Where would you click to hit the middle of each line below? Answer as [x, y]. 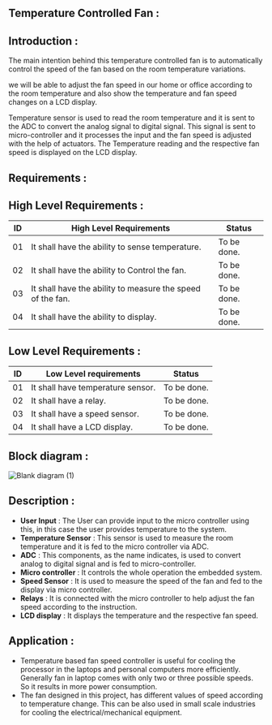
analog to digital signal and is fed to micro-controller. [108, 563]
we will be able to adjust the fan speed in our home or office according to [130, 85]
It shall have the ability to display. [94, 317]
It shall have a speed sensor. [85, 414]
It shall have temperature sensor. [93, 387]
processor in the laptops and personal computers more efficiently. [130, 669]
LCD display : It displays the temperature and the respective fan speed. [139, 615]
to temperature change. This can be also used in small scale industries [138, 703]
